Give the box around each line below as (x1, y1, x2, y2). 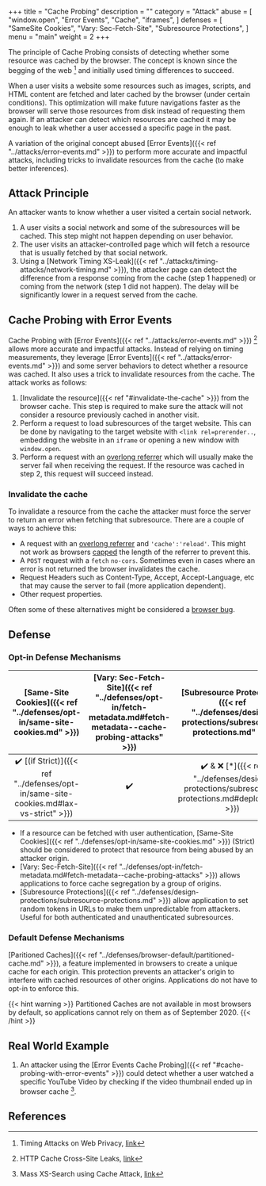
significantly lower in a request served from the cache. (19, 290, 198, 300)
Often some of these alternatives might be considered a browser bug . (8, 605, 235, 614)
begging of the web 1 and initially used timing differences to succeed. (8, 64, 234, 75)
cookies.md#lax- (14, 798, 79, 809)
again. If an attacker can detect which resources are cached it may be (8, 114, 237, 124)
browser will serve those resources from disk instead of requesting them (8, 106, 245, 116)
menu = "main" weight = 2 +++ (8, 32, 110, 41)
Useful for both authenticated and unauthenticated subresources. (19, 912, 234, 922)
